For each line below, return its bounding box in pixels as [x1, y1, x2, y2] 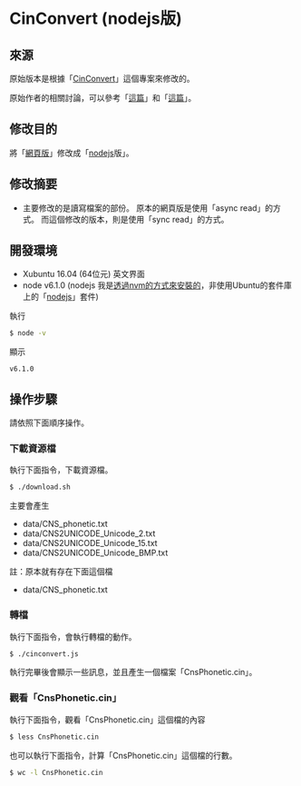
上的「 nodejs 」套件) [22, 292, 100, 303]
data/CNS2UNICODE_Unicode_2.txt [22, 528, 156, 539]
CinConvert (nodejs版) [9, 8, 183, 29]
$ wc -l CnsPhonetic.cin [9, 768, 103, 777]
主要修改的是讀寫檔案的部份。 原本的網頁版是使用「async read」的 [22, 202, 274, 214]
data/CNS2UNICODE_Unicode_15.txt [22, 538, 158, 549]
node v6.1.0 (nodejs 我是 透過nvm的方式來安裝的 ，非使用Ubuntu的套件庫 [22, 280, 293, 291]
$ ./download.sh [9, 483, 71, 492]
